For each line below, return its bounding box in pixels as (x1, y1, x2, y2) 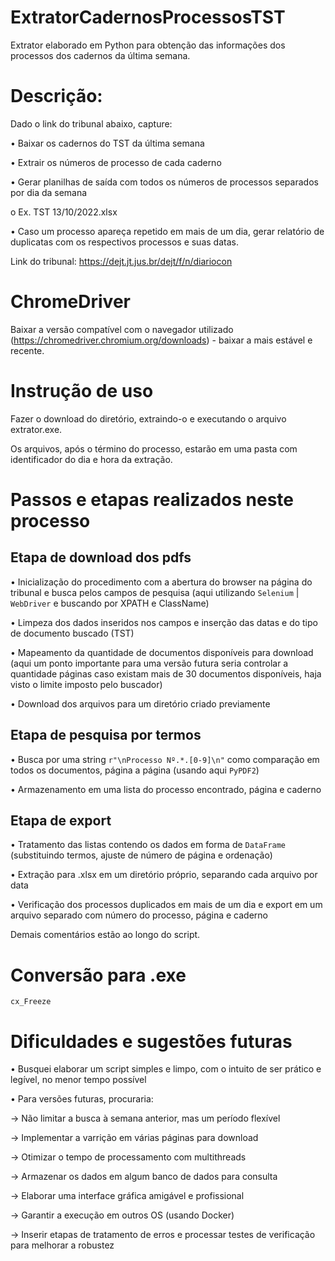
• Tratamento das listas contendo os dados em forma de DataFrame (10, 839, 287, 851)
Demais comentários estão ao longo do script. (10, 929, 201, 941)
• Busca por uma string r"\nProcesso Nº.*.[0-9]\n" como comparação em (10, 753, 320, 765)
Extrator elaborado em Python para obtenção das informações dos (10, 39, 286, 51)
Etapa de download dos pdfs (10, 549, 192, 566)
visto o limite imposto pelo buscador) (10, 678, 163, 690)
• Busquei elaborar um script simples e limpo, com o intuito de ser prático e (10, 1063, 322, 1075)
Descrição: (10, 85, 103, 108)
